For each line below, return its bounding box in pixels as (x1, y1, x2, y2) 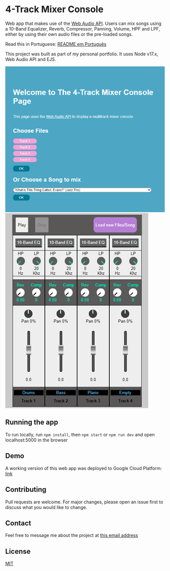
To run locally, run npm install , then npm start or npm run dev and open (5, 431, 155, 437)
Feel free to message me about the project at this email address (5, 532, 138, 538)
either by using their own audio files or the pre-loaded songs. (5, 31, 133, 37)
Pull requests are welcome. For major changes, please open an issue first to (5, 499, 163, 505)
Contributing (5, 485, 47, 494)
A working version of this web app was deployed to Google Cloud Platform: (5, 465, 162, 471)
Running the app (5, 418, 58, 427)
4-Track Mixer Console (5, 4, 104, 15)
